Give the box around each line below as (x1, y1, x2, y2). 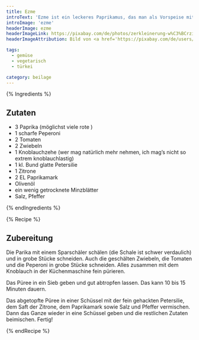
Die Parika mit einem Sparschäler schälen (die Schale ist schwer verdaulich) (6, 249, 192, 256)
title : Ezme (6, 8, 36, 15)
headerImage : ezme (6, 25, 52, 31)
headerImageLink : (6, 31, 49, 37)
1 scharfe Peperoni (14, 130, 61, 137)
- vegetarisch (11, 58, 46, 64)
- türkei (11, 63, 33, 69)
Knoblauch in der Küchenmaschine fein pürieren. (6, 268, 126, 275)
